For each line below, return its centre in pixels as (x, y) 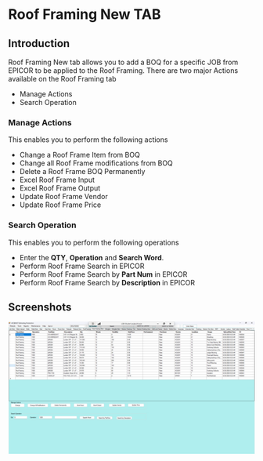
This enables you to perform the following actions (88, 140)
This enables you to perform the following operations (94, 242)
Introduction (39, 44)
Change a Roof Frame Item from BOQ (80, 155)
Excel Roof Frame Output (60, 188)
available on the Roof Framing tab (62, 79)
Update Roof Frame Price (60, 205)
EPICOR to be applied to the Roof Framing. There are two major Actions (123, 71)
